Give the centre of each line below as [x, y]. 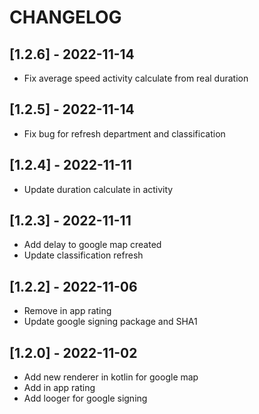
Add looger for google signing [85, 398]
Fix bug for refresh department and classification [124, 133]
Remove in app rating [67, 311]
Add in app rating [59, 388]
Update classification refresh [83, 255]
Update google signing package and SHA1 [110, 322]
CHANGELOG [65, 17]
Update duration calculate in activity [98, 189]
